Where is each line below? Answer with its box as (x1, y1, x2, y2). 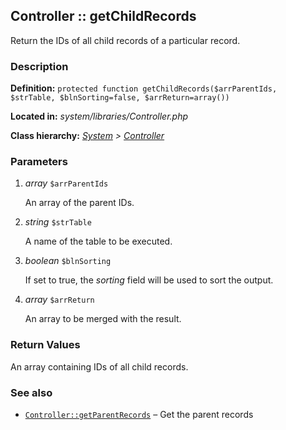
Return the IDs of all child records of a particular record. (10, 34, 241, 46)
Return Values (10, 338, 81, 352)
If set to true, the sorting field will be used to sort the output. (24, 274, 274, 286)
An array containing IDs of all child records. (10, 360, 189, 373)
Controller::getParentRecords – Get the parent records (24, 409, 254, 420)
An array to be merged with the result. (24, 313, 182, 325)
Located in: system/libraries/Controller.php (10, 110, 189, 123)
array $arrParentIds (24, 177, 109, 189)
